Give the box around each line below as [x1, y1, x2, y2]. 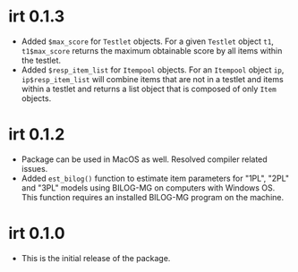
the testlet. [21, 55, 62, 65]
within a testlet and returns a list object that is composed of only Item [21, 83, 277, 94]
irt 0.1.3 [8, 6, 65, 27]
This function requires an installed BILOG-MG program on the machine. [21, 191, 284, 202]
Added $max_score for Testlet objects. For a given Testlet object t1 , [21, 36, 275, 47]
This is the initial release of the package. [21, 252, 171, 263]
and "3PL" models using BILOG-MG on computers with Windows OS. [21, 182, 276, 193]
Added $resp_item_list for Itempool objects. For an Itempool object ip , [21, 64, 285, 75]
